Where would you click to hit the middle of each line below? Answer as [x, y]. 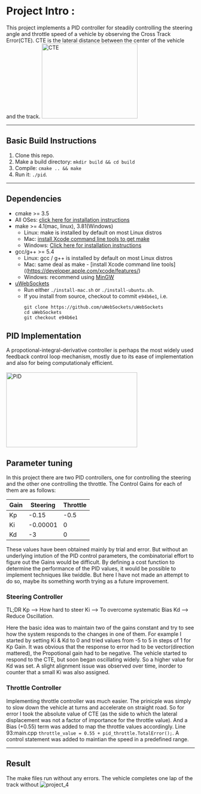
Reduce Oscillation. [30, 616]
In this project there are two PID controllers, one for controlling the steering [99, 478]
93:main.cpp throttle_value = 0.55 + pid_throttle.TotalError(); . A [93, 733]
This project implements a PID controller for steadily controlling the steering [99, 28]
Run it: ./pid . [31, 174]
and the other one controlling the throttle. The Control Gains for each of [94, 484]
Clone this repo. [34, 155]
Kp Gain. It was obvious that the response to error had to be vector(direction [100, 647]
